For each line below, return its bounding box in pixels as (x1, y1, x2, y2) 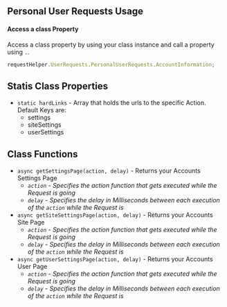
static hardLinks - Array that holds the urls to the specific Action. (17, 98, 206, 107)
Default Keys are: (17, 106, 67, 114)
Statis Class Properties (7, 80, 109, 92)
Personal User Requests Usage (7, 6, 144, 17)
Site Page (17, 218, 45, 227)
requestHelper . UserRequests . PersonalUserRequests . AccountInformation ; (7, 61, 215, 68)
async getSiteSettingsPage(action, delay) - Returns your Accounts (17, 211, 213, 219)
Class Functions (7, 148, 78, 160)
